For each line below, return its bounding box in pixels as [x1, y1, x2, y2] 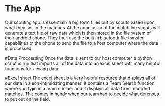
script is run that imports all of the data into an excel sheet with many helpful [5, 60, 161, 66]
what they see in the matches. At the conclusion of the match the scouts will [5, 24, 160, 30]
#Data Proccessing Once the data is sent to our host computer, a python [5, 55, 152, 61]
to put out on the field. [5, 96, 50, 102]
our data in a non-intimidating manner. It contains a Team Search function [5, 80, 155, 86]
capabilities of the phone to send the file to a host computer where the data [5, 40, 159, 46]
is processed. [5, 45, 33, 51]
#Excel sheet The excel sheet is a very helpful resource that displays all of [5, 75, 156, 81]
